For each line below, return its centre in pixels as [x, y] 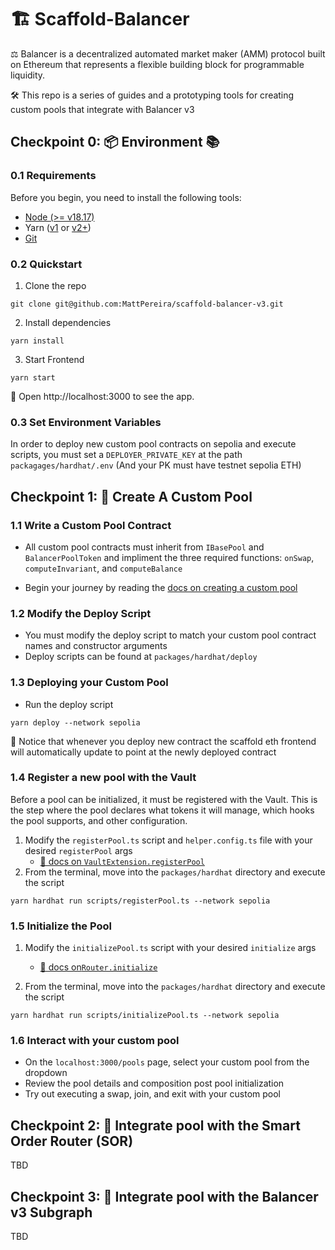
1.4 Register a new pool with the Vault [103, 778]
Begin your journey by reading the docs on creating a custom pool [161, 587]
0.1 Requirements [53, 176]
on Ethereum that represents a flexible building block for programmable [157, 64]
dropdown [46, 1073]
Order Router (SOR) [72, 1141]
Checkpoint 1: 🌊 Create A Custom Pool [131, 496]
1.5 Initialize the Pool [61, 926]
